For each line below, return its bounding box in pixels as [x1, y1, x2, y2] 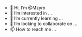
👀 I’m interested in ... [9, 10, 52, 16]
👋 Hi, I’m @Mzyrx [9, 5, 46, 10]
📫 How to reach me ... [9, 26, 56, 32]
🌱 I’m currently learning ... [9, 15, 63, 21]
